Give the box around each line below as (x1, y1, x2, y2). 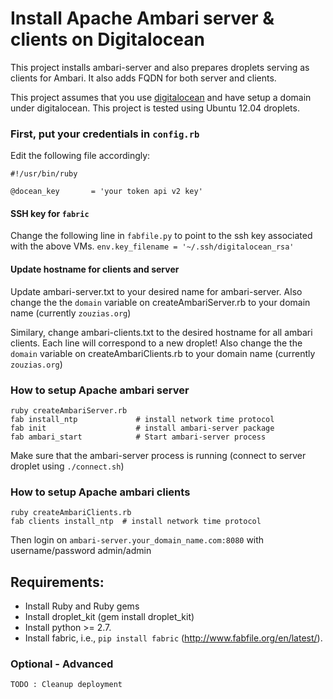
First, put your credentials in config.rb (10, 127, 200, 141)
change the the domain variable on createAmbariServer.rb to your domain (10, 296, 311, 308)
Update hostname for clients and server (10, 263, 180, 276)
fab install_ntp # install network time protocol (10, 414, 275, 424)
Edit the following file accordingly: (10, 150, 151, 162)
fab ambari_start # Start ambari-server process (10, 432, 267, 442)
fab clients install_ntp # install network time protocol (10, 517, 262, 527)
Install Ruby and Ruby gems (24, 600, 140, 612)
